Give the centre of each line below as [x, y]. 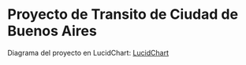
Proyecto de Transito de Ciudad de [123, 14]
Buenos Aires [52, 31]
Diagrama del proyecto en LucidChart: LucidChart [88, 52]
